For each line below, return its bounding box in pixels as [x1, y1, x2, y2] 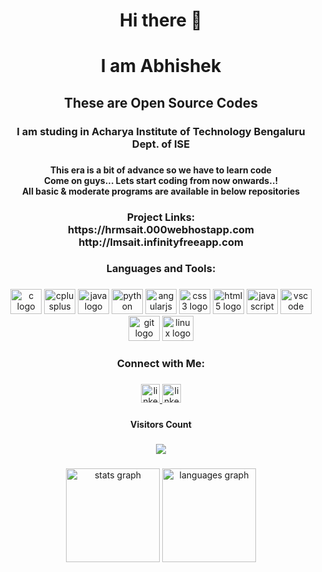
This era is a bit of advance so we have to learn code [50, 164, 272, 176]
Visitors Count [130, 419, 192, 431]
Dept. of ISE [131, 137, 191, 151]
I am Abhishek [100, 55, 222, 78]
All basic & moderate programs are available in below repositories [21, 185, 301, 197]
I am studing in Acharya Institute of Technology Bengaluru [16, 124, 306, 138]
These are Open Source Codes [63, 94, 259, 111]
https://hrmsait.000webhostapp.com [67, 222, 255, 236]
